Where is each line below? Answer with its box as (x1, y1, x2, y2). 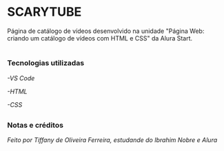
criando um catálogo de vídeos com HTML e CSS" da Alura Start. (7, 34, 193, 42)
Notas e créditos (7, 120, 64, 130)
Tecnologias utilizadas (7, 58, 85, 68)
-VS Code (7, 73, 35, 82)
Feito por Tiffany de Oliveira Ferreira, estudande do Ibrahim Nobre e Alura (7, 136, 218, 144)
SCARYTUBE (7, 4, 82, 20)
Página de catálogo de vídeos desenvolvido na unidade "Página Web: (7, 27, 205, 35)
